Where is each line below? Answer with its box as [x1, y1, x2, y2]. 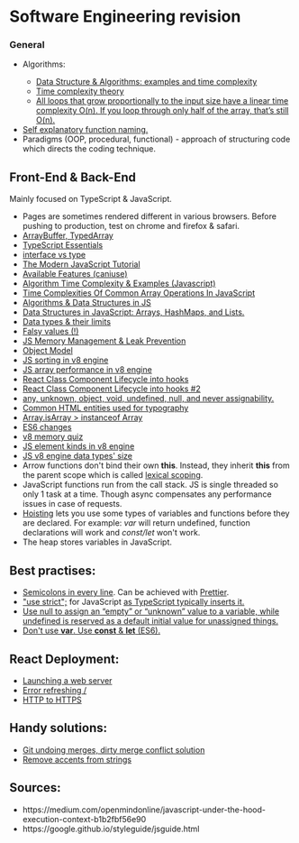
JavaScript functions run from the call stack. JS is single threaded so [22, 480, 279, 490]
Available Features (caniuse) [22, 269, 128, 279]
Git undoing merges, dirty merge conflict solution [22, 744, 205, 755]
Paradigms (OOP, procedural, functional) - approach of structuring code [22, 133, 291, 145]
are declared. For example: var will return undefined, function [22, 518, 250, 528]
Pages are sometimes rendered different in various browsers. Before [22, 211, 277, 222]
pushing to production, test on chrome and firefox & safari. [22, 221, 240, 232]
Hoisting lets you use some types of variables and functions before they [22, 508, 290, 519]
